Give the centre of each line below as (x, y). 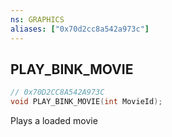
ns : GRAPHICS (37, 19)
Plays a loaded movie (54, 121)
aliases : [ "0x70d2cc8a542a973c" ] (80, 29)
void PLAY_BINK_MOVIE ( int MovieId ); (86, 102)
